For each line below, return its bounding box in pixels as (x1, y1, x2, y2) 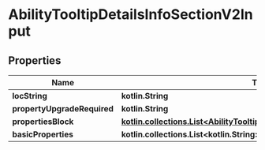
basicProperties (12, 129, 73, 140)
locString (12, 91, 47, 101)
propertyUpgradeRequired (12, 103, 114, 114)
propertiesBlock (12, 116, 74, 127)
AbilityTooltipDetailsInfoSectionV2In (8, 6, 254, 24)
